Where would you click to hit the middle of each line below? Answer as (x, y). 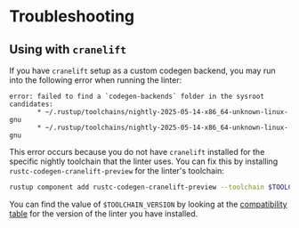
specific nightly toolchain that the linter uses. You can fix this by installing (144, 161)
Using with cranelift (68, 49)
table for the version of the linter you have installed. (104, 213)
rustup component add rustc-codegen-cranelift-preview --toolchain (137, 187)
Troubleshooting (72, 16)
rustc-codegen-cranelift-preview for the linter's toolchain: (117, 171)
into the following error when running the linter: (96, 80)
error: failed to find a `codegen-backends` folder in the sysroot (137, 96)
